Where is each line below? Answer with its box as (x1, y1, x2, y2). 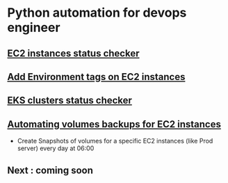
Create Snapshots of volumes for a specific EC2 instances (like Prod (17, 137, 213, 145)
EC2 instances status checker (7, 47, 140, 59)
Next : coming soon (7, 164, 94, 176)
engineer (7, 19, 60, 35)
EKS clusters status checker (7, 95, 132, 106)
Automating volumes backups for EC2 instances (7, 118, 221, 130)
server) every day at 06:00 (17, 144, 95, 152)
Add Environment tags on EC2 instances (7, 71, 186, 83)
